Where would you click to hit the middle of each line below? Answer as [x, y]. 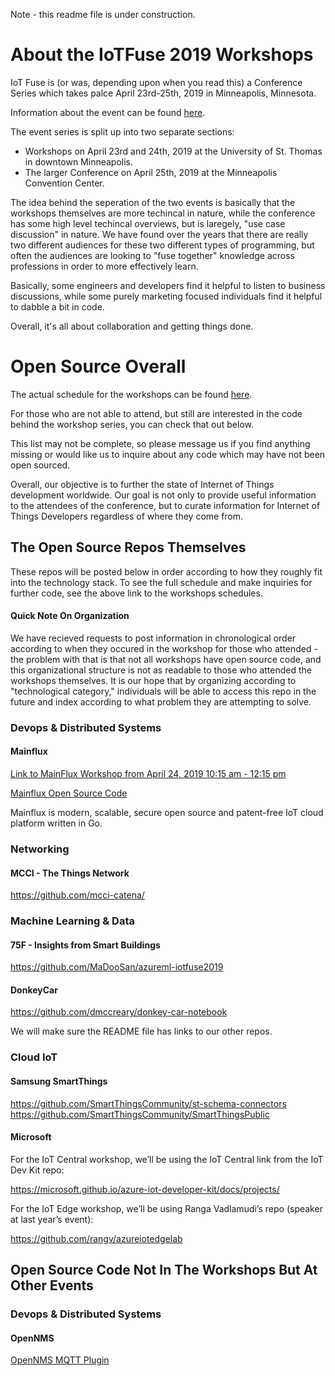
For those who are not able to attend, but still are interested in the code [156, 413]
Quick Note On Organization [70, 616]
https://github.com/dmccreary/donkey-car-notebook [119, 1012]
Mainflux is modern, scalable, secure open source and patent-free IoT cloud [167, 813]
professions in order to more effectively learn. [104, 266]
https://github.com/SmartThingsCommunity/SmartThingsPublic [140, 1114]
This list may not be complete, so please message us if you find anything [160, 443]
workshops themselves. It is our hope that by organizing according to [153, 680]
